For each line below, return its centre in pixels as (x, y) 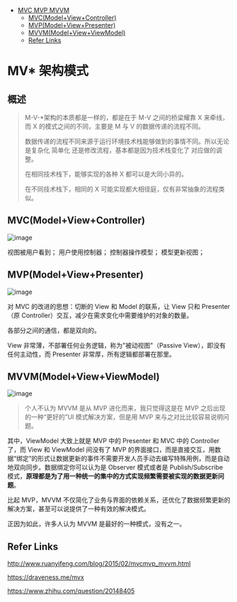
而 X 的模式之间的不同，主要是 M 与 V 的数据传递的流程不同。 (115, 126)
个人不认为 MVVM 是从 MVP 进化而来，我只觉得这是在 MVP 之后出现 (125, 408)
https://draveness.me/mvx (46, 577)
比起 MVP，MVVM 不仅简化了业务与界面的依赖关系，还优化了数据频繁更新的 (119, 500)
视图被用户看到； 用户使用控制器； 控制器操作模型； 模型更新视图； (106, 252)
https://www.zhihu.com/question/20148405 (71, 591)
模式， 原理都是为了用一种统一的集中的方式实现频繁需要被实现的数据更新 (112, 476)
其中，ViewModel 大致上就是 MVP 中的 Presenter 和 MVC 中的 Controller (114, 441)
